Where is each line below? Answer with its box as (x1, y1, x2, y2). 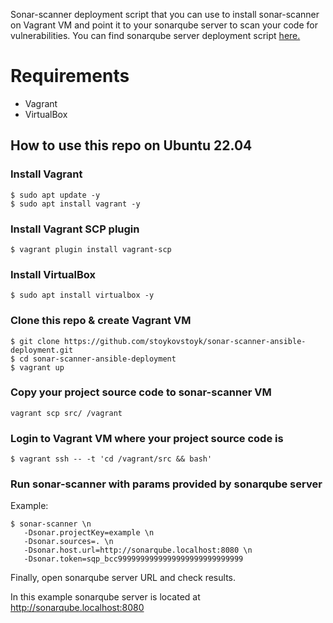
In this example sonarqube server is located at (10, 591, 201, 603)
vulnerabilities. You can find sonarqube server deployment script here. (10, 30, 301, 41)
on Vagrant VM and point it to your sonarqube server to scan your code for (10, 19, 318, 31)
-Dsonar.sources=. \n (23, 537, 114, 547)
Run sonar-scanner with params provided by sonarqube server (10, 477, 323, 491)
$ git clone (10, 336, 60, 346)
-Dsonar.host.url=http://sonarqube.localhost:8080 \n (23, 545, 253, 556)
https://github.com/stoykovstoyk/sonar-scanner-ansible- (63, 336, 307, 346)
